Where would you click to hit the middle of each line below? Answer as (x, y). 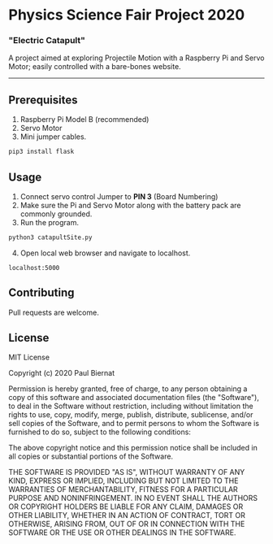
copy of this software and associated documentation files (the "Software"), (134, 398)
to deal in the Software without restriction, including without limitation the (131, 406)
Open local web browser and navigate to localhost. (105, 253)
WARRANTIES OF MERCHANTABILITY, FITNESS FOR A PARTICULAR (123, 490)
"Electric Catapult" (47, 41)
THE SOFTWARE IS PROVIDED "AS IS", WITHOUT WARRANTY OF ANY (127, 472)
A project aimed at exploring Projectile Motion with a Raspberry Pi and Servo (136, 58)
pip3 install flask (41, 152)
